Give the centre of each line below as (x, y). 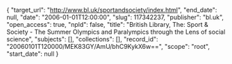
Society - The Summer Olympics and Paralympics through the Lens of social (116, 32)
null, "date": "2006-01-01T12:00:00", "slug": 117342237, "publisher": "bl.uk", (115, 17)
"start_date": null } (33, 54)
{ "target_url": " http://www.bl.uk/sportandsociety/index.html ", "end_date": (112, 10)
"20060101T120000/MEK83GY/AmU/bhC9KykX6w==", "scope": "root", (108, 46)
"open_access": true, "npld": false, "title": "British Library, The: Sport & (108, 24)
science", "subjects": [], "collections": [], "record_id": (82, 39)
